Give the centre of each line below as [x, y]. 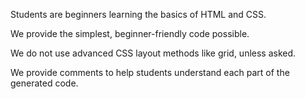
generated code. [44, 83]
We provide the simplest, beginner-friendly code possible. [130, 33]
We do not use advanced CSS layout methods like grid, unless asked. [153, 53]
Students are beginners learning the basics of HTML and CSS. [138, 14]
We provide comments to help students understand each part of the [150, 72]
